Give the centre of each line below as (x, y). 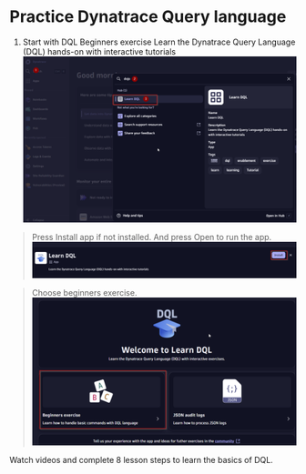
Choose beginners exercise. (84, 292)
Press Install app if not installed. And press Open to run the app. (152, 237)
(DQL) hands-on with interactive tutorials (99, 51)
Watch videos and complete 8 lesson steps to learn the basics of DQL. (141, 460)
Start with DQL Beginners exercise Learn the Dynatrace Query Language (159, 42)
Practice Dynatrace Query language (148, 17)
